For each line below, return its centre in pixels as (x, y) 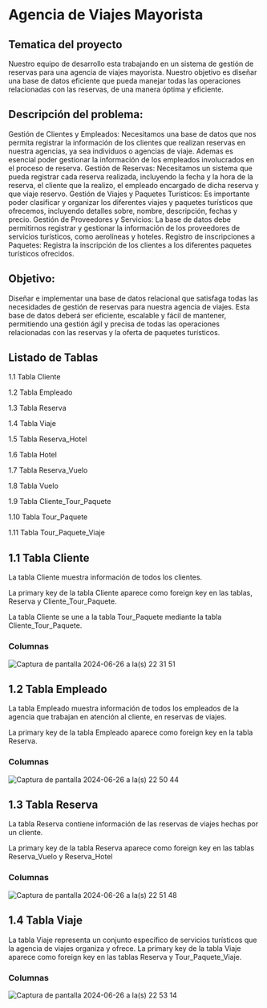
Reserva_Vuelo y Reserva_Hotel (61, 857)
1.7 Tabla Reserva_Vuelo (48, 470)
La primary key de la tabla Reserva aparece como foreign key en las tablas (131, 848)
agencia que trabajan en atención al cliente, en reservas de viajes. (117, 717)
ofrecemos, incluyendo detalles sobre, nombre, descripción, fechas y (123, 211)
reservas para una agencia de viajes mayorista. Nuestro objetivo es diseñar (133, 72)
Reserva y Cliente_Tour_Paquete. (63, 601)
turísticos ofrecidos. (41, 253)
